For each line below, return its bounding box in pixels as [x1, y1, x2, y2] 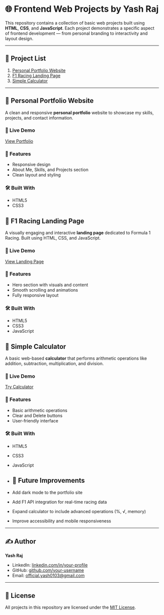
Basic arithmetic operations [12, 407, 67, 413]
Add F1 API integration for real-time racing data [12, 499, 107, 505]
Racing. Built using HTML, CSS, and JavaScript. [5, 235, 101, 241]
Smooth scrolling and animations [12, 287, 78, 293]
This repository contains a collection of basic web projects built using [5, 20, 145, 25]
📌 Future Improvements [12, 476, 85, 485]
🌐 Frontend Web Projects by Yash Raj [5, 3, 159, 15]
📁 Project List [5, 54, 46, 63]
